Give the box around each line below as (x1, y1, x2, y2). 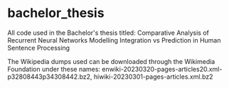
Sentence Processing (7, 43, 70, 52)
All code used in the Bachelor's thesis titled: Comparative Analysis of (7, 28, 210, 37)
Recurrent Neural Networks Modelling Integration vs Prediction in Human (7, 35, 221, 44)
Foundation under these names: (7, 65, 101, 73)
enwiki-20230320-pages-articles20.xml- (102, 65, 223, 73)
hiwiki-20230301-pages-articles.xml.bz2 (93, 72, 213, 81)
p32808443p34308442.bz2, (7, 72, 92, 81)
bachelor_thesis (7, 5, 105, 21)
